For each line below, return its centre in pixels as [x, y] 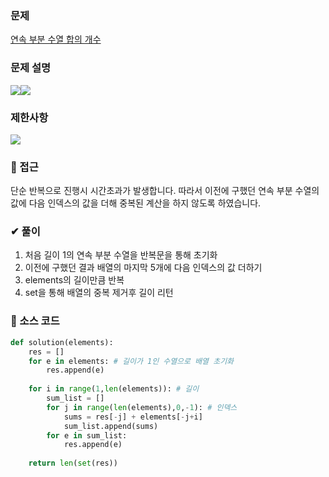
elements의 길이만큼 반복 [74, 280]
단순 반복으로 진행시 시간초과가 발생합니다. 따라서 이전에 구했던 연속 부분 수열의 [165, 191]
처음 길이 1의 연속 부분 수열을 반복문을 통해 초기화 [121, 255]
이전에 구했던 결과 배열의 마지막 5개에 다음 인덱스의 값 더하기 [143, 268]
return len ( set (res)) [73, 463]
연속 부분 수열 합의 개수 [56, 39]
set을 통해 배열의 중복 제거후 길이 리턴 [99, 293]
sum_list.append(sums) [111, 426]
